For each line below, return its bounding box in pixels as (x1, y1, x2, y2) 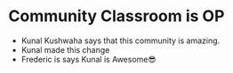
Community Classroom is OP (8, 6, 225, 26)
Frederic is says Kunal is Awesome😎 (20, 54, 157, 64)
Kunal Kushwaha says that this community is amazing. (20, 35, 221, 46)
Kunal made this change (20, 44, 110, 55)
